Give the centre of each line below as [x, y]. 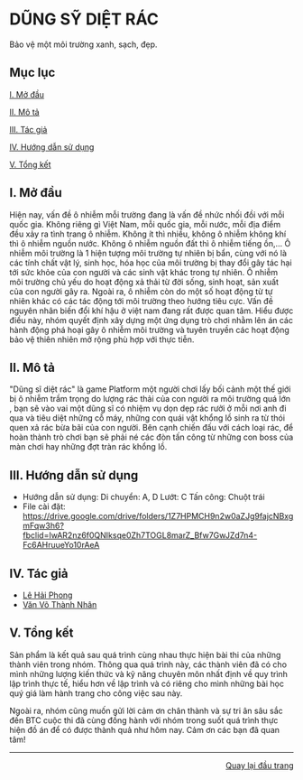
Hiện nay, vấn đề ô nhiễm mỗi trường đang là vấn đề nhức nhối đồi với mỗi [147, 214]
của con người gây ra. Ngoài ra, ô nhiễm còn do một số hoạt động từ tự [141, 291]
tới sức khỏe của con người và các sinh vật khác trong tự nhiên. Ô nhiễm [144, 272]
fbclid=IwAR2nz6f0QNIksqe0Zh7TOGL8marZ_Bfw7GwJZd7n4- [140, 535]
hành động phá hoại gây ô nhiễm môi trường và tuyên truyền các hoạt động [150, 330]
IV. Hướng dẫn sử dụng [52, 147]
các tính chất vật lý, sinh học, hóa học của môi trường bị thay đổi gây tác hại [151, 263]
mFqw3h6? [43, 526]
